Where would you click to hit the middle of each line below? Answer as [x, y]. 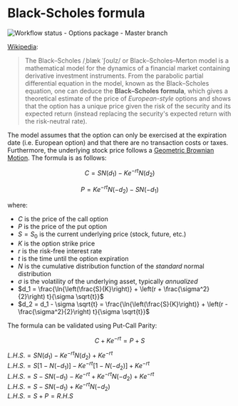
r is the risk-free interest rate [59, 250]
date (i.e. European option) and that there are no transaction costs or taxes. [118, 142]
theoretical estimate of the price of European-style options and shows [128, 98]
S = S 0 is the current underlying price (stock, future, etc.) [102, 235]
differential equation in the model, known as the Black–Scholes [117, 83]
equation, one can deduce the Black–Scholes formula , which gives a [126, 91]
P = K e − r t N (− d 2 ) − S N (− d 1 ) [120, 190]
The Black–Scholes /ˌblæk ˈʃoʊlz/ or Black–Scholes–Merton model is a [127, 60]
